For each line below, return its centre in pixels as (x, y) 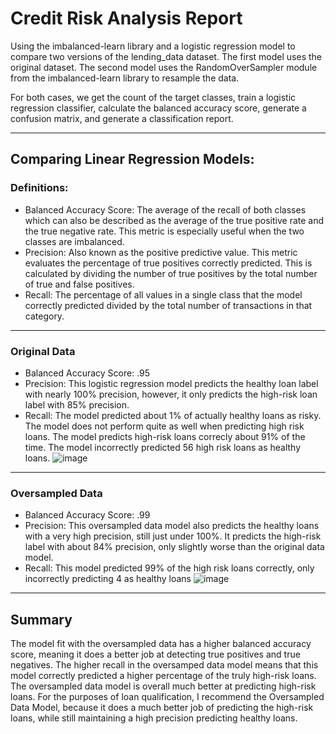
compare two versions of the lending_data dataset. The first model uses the (166, 56)
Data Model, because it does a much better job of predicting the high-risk (162, 708)
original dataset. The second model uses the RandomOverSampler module (164, 67)
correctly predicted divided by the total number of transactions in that (168, 305)
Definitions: (39, 188)
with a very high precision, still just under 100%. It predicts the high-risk (173, 536)
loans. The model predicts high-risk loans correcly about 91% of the (165, 436)
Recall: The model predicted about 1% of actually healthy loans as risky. (173, 415)
